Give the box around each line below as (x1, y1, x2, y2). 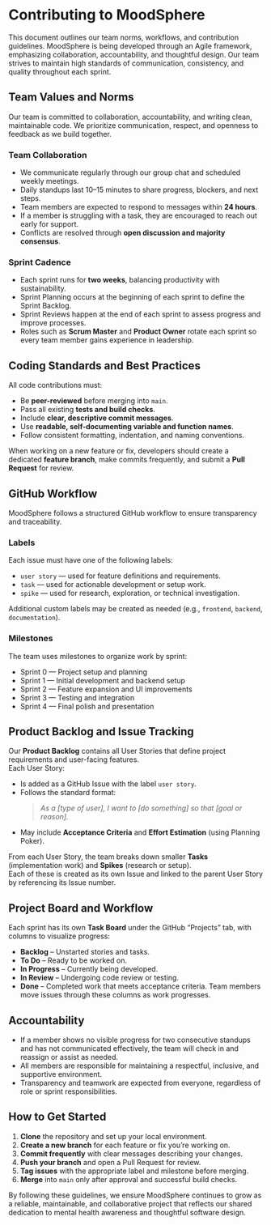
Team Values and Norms (8, 91, 135, 104)
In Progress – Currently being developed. (19, 964, 159, 974)
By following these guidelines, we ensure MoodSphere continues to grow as (8, 1190, 262, 1200)
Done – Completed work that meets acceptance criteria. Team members (19, 981, 261, 991)
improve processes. (19, 318, 87, 328)
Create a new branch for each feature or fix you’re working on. (19, 1140, 231, 1150)
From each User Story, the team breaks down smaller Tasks (8, 852, 209, 861)
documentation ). (8, 613, 61, 623)
